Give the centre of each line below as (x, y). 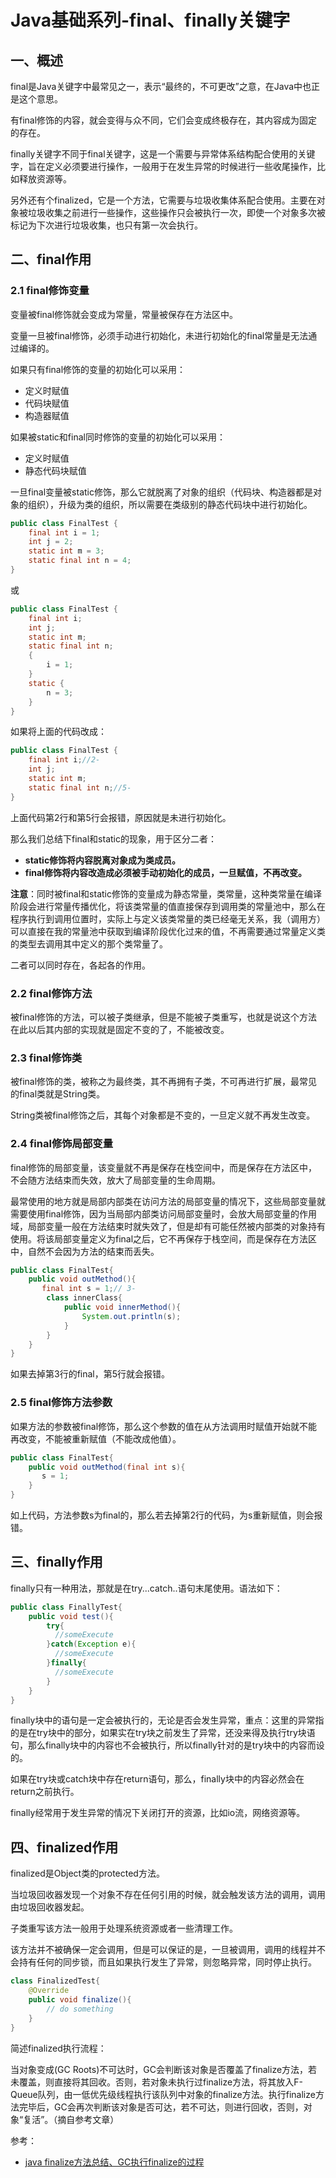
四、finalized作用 (64, 1847)
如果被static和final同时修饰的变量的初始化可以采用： (118, 437)
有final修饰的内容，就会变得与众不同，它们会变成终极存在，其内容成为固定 (164, 120)
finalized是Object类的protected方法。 (87, 1873)
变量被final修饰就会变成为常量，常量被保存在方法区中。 (124, 314)
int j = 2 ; (51, 542)
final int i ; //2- (64, 760)
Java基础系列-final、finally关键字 (150, 20)
